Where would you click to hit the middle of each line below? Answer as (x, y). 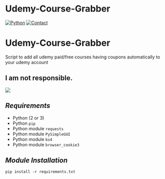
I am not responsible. (39, 78)
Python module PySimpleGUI (41, 134)
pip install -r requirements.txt (40, 172)
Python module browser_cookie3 (46, 144)
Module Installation (37, 160)
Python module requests (38, 128)
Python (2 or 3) (28, 118)
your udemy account (27, 62)
